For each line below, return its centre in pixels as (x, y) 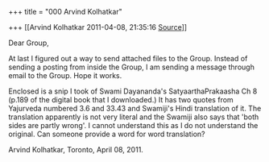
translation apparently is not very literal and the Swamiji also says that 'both (134, 117)
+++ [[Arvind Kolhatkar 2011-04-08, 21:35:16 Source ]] (98, 27)
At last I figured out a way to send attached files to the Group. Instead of (128, 58)
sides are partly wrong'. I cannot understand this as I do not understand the (133, 125)
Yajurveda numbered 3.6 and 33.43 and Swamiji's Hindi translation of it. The (135, 108)
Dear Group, (29, 43)
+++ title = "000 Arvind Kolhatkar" (65, 12)
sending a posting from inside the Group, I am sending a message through (132, 67)
